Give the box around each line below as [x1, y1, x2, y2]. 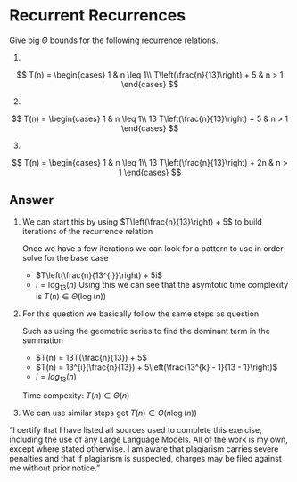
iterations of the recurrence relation [21, 225, 153, 236]
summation [21, 335, 64, 346]
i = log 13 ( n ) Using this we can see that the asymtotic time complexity [35, 279, 288, 292]
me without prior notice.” [9, 462, 101, 473]
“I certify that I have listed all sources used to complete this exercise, [9, 425, 262, 436]
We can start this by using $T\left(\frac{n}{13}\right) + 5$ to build [21, 216, 263, 227]
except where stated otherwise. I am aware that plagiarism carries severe [9, 444, 279, 454]
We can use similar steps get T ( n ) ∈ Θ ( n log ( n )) [21, 407, 198, 419]
